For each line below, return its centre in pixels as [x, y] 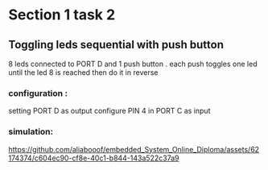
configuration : [38, 93]
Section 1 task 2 [62, 15]
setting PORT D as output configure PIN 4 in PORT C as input [109, 111]
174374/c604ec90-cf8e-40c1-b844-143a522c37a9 [94, 158]
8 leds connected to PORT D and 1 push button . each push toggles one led [133, 64]
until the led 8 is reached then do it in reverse [83, 73]
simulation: [31, 132]
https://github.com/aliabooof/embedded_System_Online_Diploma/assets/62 [134, 149]
